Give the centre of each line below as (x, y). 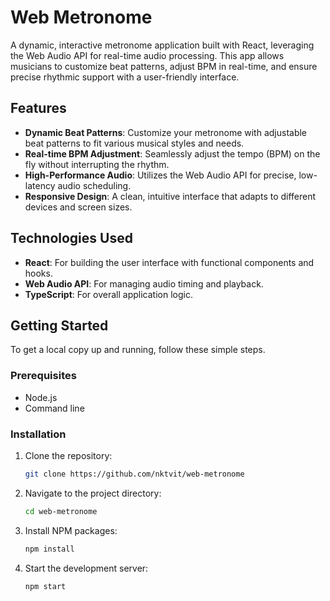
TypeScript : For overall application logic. (108, 294)
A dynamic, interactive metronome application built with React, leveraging (162, 45)
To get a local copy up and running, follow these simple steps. (138, 350)
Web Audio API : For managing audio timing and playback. (144, 283)
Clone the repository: (68, 455)
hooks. (38, 273)
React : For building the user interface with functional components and (169, 262)
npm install (49, 549)
